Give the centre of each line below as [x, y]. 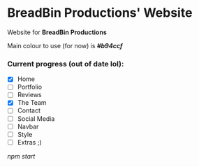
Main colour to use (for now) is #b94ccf [65, 45]
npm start [21, 156]
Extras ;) [29, 142]
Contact [29, 110]
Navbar [28, 126]
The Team [32, 103]
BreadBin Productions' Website [100, 13]
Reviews [29, 95]
